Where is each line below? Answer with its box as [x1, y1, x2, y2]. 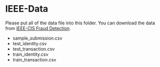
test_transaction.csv [12, 46, 55, 52]
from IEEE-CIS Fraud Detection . [5, 25, 71, 31]
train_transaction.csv [12, 56, 57, 62]
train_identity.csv [12, 51, 49, 57]
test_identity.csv [12, 40, 47, 46]
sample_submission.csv [12, 35, 62, 41]
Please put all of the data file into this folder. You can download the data [5, 20, 155, 26]
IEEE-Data [5, 3, 49, 15]
